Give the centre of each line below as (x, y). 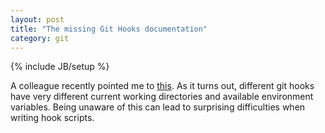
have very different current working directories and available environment (162, 97)
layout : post (37, 19)
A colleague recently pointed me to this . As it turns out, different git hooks (162, 86)
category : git (40, 38)
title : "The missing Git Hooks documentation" (109, 29)
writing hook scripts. (52, 118)
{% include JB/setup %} (60, 67)
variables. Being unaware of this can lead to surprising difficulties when (158, 107)
